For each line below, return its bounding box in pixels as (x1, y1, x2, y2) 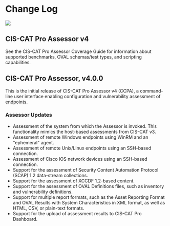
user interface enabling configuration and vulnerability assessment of (14, 93, 161, 99)
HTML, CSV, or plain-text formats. (12, 205, 84, 211)
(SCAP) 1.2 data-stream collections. (12, 172, 88, 178)
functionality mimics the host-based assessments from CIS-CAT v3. (12, 128, 156, 135)
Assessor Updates (5, 111, 52, 119)
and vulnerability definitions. (12, 189, 73, 195)
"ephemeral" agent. (12, 139, 55, 145)
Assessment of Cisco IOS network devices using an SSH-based (12, 156, 147, 162)
